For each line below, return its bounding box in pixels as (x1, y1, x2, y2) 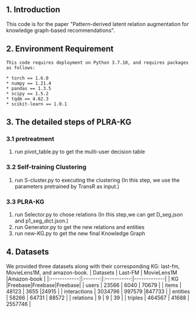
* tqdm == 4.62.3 (6, 96, 49, 102)
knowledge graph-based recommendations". (6, 27, 115, 34)
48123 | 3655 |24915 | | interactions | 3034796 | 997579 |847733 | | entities (6, 288, 190, 295)
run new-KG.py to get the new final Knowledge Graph (14, 230, 146, 237)
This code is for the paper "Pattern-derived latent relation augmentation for (6, 20, 189, 27)
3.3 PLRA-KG (6, 198, 45, 206)
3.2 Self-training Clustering (6, 163, 87, 171)
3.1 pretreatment (6, 134, 54, 143)
